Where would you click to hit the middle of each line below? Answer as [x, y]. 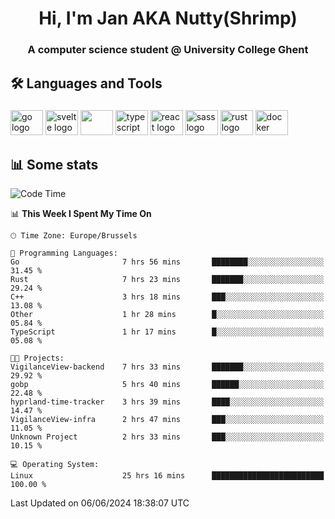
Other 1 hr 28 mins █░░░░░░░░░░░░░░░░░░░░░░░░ [167, 315]
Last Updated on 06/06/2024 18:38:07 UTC [100, 503]
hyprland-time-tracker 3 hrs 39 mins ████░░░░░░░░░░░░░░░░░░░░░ [167, 402]
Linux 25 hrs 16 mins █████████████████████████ [167, 476]
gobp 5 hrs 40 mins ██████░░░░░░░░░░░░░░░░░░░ [167, 385]
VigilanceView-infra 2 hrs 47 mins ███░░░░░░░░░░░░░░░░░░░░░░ [167, 420]
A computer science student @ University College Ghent [168, 50]
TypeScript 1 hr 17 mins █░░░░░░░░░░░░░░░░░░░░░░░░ [167, 332]
